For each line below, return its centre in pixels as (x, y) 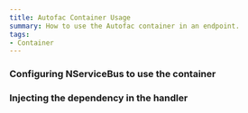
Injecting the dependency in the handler (99, 98)
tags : (19, 34)
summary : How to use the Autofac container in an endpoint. (125, 26)
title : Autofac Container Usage (70, 17)
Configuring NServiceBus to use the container (113, 74)
